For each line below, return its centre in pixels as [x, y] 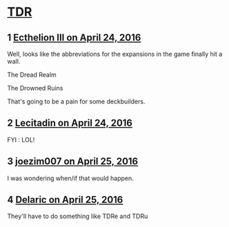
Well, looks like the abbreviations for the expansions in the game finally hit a [115, 54]
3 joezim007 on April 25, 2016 [73, 162]
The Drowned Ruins [35, 88]
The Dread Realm [32, 75]
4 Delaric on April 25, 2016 [65, 200]
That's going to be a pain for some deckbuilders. [76, 101]
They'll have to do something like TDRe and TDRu [78, 216]
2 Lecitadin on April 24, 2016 [70, 123]
